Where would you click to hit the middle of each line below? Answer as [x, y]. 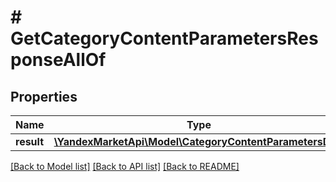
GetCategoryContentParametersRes [164, 38]
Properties [44, 96]
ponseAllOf [58, 60]
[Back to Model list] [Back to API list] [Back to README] [125, 166]
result [30, 141]
